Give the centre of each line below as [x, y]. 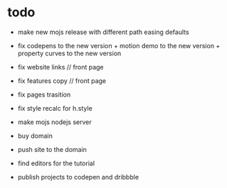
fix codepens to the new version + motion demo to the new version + [119, 45]
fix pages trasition [44, 94]
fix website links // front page [61, 67]
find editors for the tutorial [56, 163]
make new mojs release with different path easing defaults [104, 32]
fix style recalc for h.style [55, 108]
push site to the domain [52, 149]
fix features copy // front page [62, 81]
